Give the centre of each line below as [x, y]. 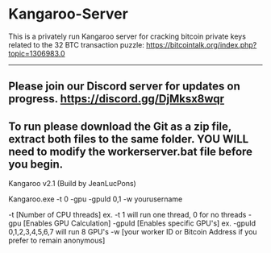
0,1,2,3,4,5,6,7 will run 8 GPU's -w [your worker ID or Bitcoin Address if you [133, 232]
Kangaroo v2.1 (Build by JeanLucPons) [73, 184]
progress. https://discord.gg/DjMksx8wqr [116, 99]
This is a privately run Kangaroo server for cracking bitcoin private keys [127, 36]
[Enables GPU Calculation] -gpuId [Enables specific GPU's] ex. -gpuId [140, 223]
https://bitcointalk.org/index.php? [202, 44]
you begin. [35, 164]
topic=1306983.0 [37, 53]
